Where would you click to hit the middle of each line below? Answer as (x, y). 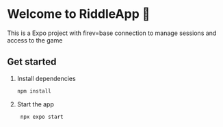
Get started (32, 62)
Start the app (36, 104)
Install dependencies (47, 78)
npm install (34, 91)
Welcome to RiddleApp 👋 (79, 14)
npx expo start (42, 117)
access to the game (35, 40)
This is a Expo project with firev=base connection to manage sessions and (112, 33)
